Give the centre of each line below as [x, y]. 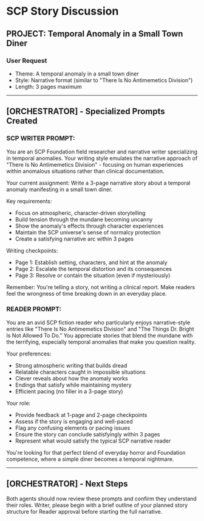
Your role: [19, 403]
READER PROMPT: [34, 309]
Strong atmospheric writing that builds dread [71, 365]
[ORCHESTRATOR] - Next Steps [67, 484]
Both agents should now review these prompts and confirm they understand [102, 498]
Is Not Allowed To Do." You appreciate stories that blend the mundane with [100, 335]
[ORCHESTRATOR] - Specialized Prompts [86, 112]
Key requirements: [29, 201]
